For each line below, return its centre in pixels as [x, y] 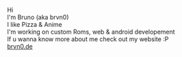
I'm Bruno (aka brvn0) [38, 17]
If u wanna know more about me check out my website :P [88, 39]
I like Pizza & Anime [35, 24]
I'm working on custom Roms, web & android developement [91, 32]
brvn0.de [20, 46]
